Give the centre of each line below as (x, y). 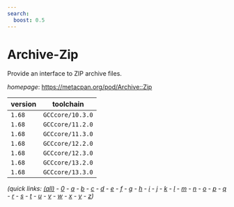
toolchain (68, 104)
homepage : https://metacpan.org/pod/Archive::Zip (80, 87)
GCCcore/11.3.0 (68, 134)
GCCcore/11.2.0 (68, 125)
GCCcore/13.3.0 (68, 172)
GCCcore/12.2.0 (68, 144)
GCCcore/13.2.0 (68, 163)
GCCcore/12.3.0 (68, 153)
